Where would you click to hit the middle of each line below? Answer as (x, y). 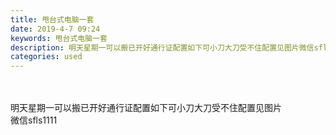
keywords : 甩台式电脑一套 (59, 38)
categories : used (46, 57)
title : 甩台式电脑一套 (52, 19)
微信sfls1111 (34, 120)
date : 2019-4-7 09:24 (55, 29)
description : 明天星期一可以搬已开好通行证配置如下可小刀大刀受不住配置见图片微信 (162, 47)
